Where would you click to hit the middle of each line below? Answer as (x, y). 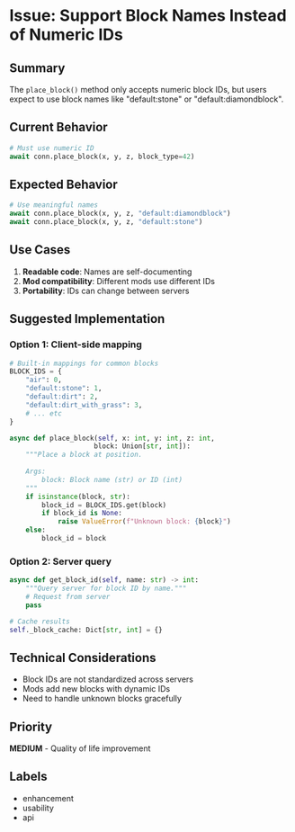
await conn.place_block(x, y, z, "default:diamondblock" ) (120, 214)
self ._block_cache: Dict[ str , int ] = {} (86, 630)
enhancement (48, 798)
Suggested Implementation (87, 319)
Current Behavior (58, 127)
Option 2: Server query (61, 561)
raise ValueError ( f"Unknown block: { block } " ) (144, 522)
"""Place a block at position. (84, 455)
